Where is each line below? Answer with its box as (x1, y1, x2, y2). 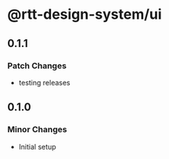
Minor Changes (7, 124, 67, 135)
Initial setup (18, 142, 56, 151)
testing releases (18, 78, 71, 87)
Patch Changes (7, 60, 67, 71)
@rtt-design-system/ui (7, 5, 162, 23)
